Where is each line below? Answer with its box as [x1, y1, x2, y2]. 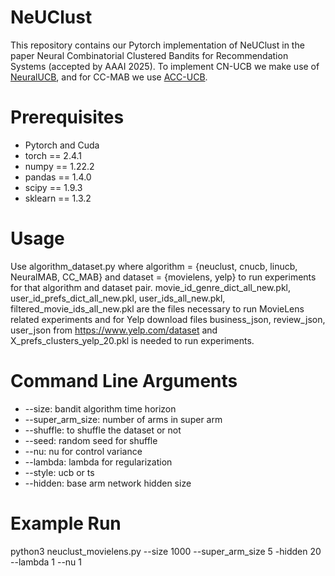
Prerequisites [10, 106, 125, 129]
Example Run [10, 512, 122, 535]
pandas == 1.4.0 [24, 171, 92, 183]
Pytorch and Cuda [24, 139, 100, 151]
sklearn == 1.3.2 [24, 192, 92, 204]
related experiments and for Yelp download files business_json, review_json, [10, 313, 326, 325]
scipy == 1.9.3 [24, 181, 83, 193]
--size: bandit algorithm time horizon [24, 402, 177, 415]
